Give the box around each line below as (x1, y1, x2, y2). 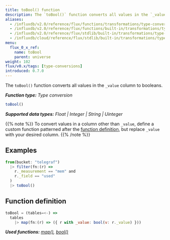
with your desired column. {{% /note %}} (5, 131, 91, 137)
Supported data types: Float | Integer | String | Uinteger (5, 111, 123, 117)
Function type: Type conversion (5, 92, 73, 98)
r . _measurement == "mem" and (14, 169, 76, 174)
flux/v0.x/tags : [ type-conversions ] (5, 64, 82, 69)
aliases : (5, 17, 24, 22)
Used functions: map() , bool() (5, 229, 69, 235)
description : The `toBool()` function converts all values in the (5, 12, 148, 17)
